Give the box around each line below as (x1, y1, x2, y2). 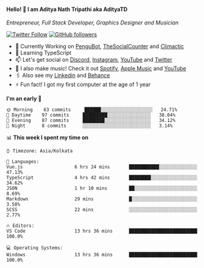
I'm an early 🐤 (6, 95, 42, 103)
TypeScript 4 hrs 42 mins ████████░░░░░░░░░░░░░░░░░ (6, 175, 198, 181)
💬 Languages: (6, 159, 40, 165)
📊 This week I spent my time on (6, 134, 89, 141)
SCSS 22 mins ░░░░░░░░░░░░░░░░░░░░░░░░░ (6, 207, 198, 213)
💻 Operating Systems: (6, 245, 63, 251)
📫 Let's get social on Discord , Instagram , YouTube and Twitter (15, 56, 172, 63)
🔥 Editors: (6, 223, 35, 229)
